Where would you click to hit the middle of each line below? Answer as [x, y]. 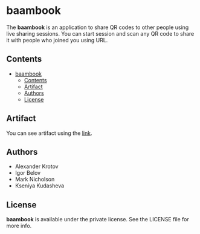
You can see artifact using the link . [49, 133]
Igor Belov [28, 173]
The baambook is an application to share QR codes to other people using [98, 27]
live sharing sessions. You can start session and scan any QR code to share [100, 33]
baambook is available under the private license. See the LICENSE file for [98, 219]
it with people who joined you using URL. [57, 40]
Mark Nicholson [35, 180]
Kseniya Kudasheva [40, 186]
